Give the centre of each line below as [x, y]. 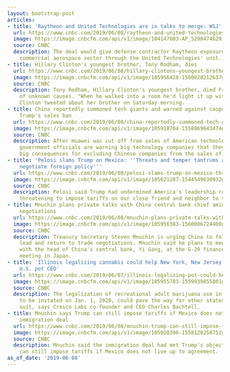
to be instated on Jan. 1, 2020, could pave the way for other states [122, 301]
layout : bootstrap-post [41, 13]
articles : [21, 20]
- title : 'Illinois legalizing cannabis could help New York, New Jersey [115, 262]
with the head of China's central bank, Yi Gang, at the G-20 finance [122, 250]
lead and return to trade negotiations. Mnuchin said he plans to [116, 243]
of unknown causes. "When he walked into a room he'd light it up [116, 97]
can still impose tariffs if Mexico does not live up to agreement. [119, 352]
